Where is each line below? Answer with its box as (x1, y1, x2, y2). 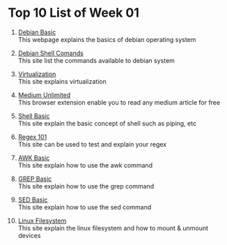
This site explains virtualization (17, 77, 107, 85)
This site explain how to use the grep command (17, 181, 155, 190)
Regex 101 (17, 133, 47, 141)
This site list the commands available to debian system (17, 56, 175, 64)
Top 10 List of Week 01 (8, 5, 140, 21)
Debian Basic (17, 28, 56, 36)
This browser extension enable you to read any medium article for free (17, 98, 221, 106)
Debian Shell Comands (17, 49, 84, 57)
